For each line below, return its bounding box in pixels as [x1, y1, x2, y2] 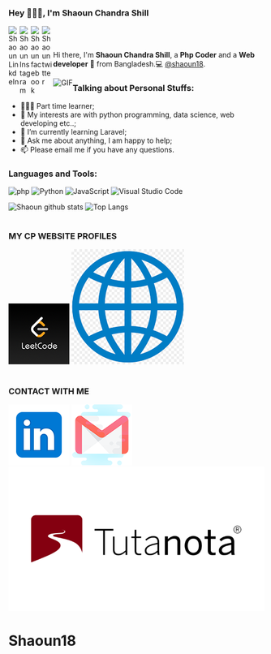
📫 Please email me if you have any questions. [19, 144, 174, 154]
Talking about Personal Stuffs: [72, 83, 195, 94]
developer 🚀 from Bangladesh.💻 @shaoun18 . [53, 59, 205, 69]
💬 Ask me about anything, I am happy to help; [19, 136, 173, 145]
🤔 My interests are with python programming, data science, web [19, 110, 235, 119]
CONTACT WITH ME [8, 385, 89, 397]
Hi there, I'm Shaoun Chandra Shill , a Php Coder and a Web [53, 50, 256, 60]
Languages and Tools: [8, 168, 97, 179]
